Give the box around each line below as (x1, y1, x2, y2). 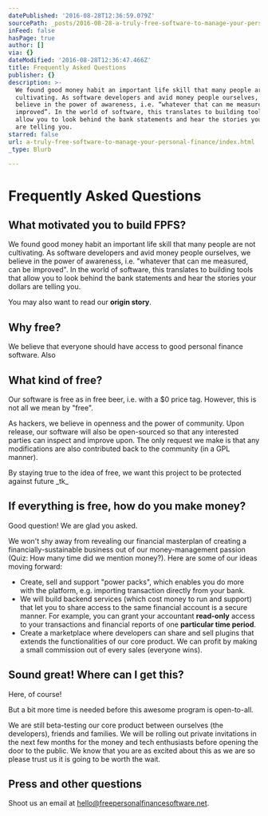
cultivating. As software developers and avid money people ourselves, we (8, 248, 251, 258)
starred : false (8, 130, 59, 138)
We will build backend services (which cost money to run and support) (19, 594, 253, 604)
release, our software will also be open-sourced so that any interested (8, 427, 239, 436)
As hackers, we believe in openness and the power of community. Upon (8, 418, 245, 428)
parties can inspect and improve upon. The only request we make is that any (8, 436, 260, 445)
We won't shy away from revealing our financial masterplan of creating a (8, 536, 247, 545)
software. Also (8, 351, 56, 360)
